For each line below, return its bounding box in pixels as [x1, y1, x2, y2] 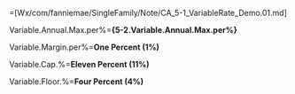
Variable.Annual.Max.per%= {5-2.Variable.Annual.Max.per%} [9, 25, 237, 35]
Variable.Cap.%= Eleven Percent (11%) [9, 59, 150, 69]
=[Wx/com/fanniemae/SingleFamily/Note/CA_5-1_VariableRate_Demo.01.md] [9, 8, 288, 18]
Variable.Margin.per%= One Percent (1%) [9, 42, 159, 52]
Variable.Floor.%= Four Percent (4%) [9, 76, 144, 87]
